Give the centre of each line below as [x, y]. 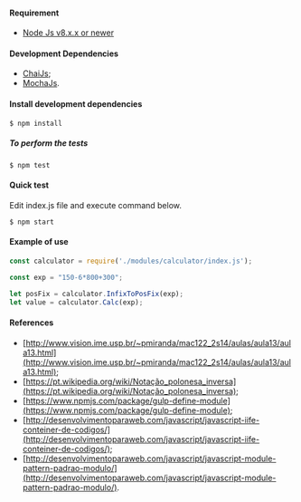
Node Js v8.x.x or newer [68, 33]
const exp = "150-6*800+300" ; [66, 277]
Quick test [29, 185]
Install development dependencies [76, 104]
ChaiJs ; [37, 73]
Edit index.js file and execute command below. [96, 205]
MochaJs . [41, 83]
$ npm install [36, 123]
